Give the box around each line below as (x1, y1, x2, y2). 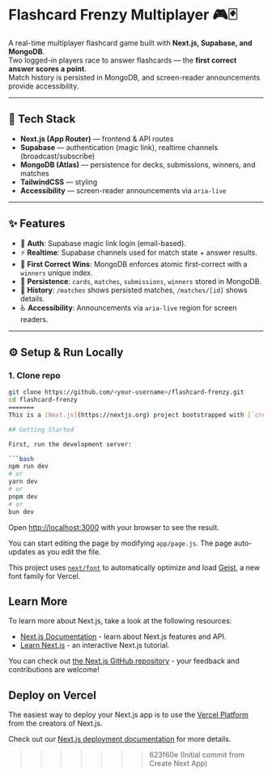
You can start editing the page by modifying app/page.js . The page (8, 538, 232, 548)
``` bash (8, 455, 35, 463)
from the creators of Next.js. (8, 718, 103, 728)
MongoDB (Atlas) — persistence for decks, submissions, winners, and (19, 159, 256, 170)
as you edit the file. (37, 546, 101, 556)
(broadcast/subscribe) (19, 151, 96, 161)
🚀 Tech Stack (8, 112, 76, 126)
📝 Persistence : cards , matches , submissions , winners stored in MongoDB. (19, 276, 261, 286)
